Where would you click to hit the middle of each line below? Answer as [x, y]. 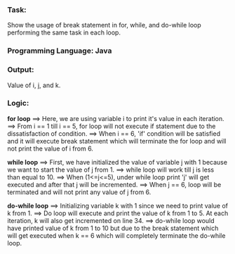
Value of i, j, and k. [34, 85]
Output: [21, 70]
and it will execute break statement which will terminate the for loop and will [117, 141]
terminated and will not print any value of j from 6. [79, 192]
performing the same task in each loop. [64, 32]
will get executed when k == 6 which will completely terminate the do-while [116, 235]
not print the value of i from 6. [50, 148]
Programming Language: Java [60, 51]
